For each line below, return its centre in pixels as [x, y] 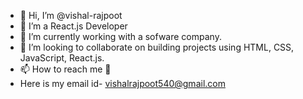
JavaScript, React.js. [62, 58]
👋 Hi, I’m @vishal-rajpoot [71, 15]
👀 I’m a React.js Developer [73, 26]
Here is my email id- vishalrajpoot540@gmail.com [122, 83]
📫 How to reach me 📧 [65, 69]
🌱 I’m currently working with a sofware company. [120, 36]
